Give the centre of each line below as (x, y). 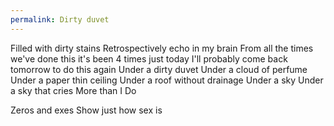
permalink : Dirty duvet (60, 19)
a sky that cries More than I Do (73, 90)
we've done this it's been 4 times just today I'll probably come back (149, 58)
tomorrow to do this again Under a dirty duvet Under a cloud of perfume (159, 69)
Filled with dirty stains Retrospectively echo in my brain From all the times (162, 48)
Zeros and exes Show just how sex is (86, 110)
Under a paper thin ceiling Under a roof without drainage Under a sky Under (167, 80)
